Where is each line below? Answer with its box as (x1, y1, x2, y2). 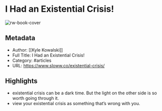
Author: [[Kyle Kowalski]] (12, 47, 63, 53)
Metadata (5, 34, 35, 42)
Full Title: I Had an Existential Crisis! (12, 52, 85, 58)
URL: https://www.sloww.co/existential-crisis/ (12, 62, 105, 68)
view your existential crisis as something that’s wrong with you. (12, 100, 140, 106)
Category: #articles (12, 57, 52, 63)
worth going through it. (12, 95, 59, 101)
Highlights (5, 77, 38, 85)
